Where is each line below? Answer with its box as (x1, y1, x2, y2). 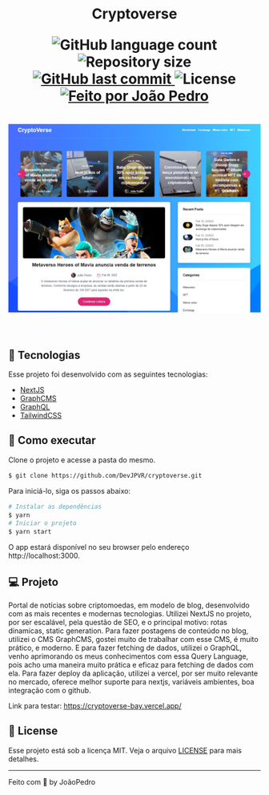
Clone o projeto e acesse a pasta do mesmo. (8, 454, 156, 465)
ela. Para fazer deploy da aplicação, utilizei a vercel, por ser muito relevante (8, 668, 259, 678)
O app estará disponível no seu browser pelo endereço (8, 543, 190, 552)
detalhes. (8, 754, 39, 764)
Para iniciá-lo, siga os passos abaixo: (8, 486, 130, 495)
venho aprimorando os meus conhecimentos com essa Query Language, (8, 651, 249, 661)
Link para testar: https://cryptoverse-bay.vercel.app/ (8, 700, 182, 710)
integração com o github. (8, 685, 91, 695)
